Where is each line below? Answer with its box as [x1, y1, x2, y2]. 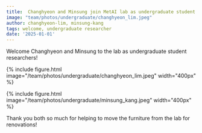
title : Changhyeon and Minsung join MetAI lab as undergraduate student [6, 8, 196, 15]
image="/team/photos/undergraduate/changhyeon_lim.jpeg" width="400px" [6, 72, 197, 79]
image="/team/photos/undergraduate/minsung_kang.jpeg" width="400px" [6, 97, 192, 104]
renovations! [6, 121, 37, 128]
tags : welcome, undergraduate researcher [6, 25, 112, 32]
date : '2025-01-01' [6, 31, 55, 37]
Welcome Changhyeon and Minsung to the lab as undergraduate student [6, 48, 187, 55]
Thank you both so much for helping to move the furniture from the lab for [6, 115, 190, 122]
